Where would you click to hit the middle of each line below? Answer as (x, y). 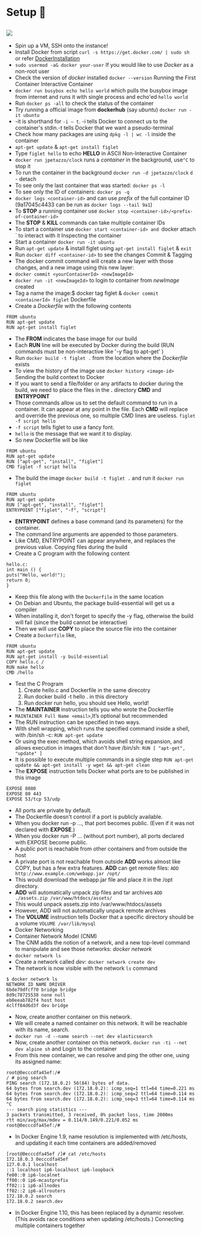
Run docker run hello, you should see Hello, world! (86, 703)
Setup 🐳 (26, 12)
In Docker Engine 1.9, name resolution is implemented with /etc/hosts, (101, 1136)
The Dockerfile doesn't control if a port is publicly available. (89, 817)
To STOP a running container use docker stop (72, 211)
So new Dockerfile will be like (51, 440)
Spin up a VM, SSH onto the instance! (61, 46)
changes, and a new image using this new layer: (74, 267)
